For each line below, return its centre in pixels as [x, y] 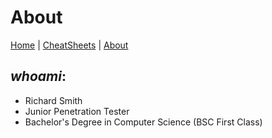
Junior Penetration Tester [77, 111]
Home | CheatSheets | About [69, 45]
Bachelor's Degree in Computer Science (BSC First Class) [143, 122]
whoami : [38, 76]
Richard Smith [53, 100]
